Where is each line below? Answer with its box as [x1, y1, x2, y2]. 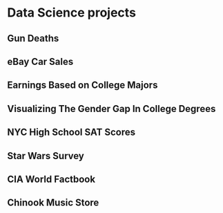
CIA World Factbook [7, 173, 95, 185]
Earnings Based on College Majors [7, 80, 158, 91]
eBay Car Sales [7, 55, 74, 67]
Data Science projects [7, 5, 137, 21]
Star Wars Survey [7, 150, 85, 162]
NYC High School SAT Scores [7, 127, 136, 138]
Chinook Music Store [7, 197, 99, 209]
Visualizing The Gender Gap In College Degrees [7, 102, 216, 115]
